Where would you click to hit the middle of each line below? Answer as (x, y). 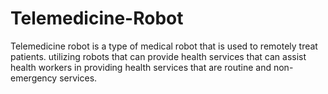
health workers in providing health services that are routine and (141, 67)
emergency (34, 78)
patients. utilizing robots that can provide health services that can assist (158, 56)
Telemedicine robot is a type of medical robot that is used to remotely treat (164, 46)
